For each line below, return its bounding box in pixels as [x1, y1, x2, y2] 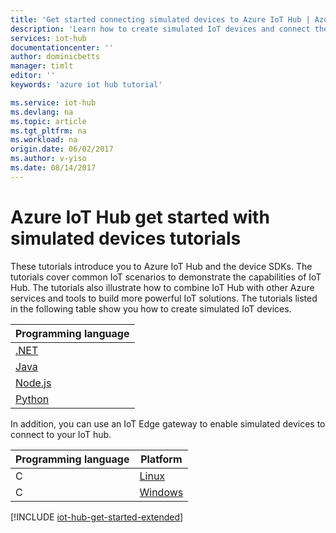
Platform [140, 452, 183, 466]
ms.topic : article [10, 116, 87, 126]
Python [15, 392, 50, 406]
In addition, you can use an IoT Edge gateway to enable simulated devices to [10, 417, 326, 430]
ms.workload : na [10, 135, 78, 145]
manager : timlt [10, 61, 74, 71]
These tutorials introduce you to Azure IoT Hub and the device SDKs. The [10, 260, 313, 272]
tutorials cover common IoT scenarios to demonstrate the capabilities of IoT [10, 271, 322, 283]
